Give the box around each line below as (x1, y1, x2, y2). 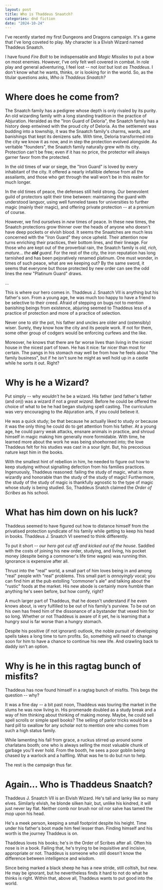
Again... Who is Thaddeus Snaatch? (5, 779, 153, 790)
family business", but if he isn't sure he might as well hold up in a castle (5, 355, 148, 361)
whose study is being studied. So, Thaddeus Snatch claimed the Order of (5, 485, 152, 491)
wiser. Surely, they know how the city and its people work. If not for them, (5, 325, 153, 331)
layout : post (5, 7, 32, 12)
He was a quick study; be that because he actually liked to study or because (5, 418, 158, 424)
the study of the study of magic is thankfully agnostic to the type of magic (5, 479, 154, 485)
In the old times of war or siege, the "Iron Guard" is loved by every (5, 164, 138, 170)
